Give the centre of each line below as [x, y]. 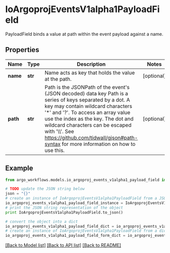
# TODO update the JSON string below [45, 189]
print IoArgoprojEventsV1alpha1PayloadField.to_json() [64, 212]
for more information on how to [98, 144]
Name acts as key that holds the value [90, 73]
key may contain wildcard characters [89, 106]
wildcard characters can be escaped [88, 125]
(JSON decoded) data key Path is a [87, 93]
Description [91, 64]
